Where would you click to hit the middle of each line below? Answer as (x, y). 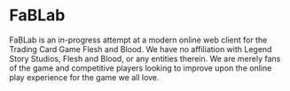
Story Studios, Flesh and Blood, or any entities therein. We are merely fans (145, 58)
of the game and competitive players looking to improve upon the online (141, 68)
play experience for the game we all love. (84, 77)
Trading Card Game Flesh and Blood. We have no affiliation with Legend (141, 49)
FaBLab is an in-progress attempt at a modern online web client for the (138, 40)
